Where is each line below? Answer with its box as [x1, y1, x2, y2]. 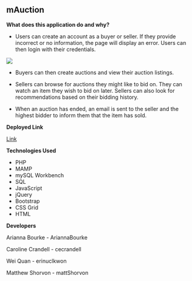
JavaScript [15, 185, 43, 192]
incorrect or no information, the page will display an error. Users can [15, 39, 187, 46]
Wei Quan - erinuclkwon [6, 257, 67, 265]
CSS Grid [15, 203, 38, 211]
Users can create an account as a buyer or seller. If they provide [15, 33, 176, 40]
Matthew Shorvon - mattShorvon [6, 269, 89, 276]
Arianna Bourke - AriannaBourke [6, 234, 88, 241]
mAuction [6, 5, 44, 15]
